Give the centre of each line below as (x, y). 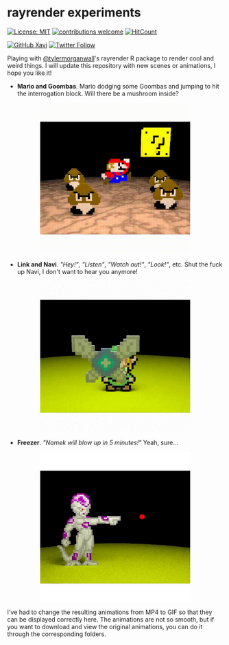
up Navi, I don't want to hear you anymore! (77, 271)
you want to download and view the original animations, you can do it (105, 626)
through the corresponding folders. (57, 634)
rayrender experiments (74, 13)
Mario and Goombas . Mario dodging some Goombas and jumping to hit (118, 86)
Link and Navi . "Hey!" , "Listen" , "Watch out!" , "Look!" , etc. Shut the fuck (120, 264)
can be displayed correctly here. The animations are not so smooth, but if (111, 619)
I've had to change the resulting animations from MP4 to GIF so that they (110, 612)
